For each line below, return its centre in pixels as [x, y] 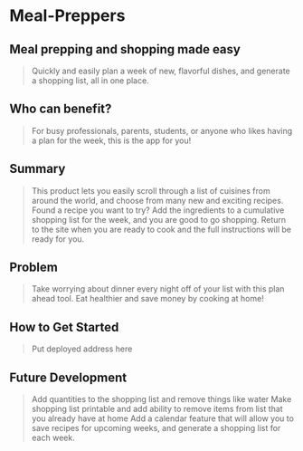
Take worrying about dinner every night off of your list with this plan [158, 289]
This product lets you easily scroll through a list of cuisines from [151, 190]
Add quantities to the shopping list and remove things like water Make [161, 399]
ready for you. [58, 239]
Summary [38, 169]
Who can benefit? [61, 109]
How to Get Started [64, 327]
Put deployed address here [82, 349]
